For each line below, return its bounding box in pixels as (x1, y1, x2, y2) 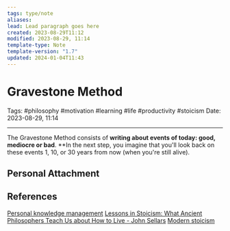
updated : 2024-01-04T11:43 (7, 55, 84, 62)
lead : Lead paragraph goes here (7, 23, 99, 29)
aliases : (7, 16, 32, 23)
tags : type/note (7, 10, 53, 17)
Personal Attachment (7, 168, 100, 180)
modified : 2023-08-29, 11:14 (7, 36, 90, 42)
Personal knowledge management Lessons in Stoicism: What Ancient (7, 209, 203, 217)
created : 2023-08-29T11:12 (7, 29, 84, 36)
